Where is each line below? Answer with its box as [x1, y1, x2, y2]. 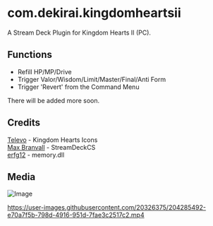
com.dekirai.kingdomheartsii [7, 5, 181, 21]
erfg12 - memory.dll [7, 150, 65, 159]
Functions [7, 49, 53, 61]
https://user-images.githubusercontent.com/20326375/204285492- [7, 203, 207, 212]
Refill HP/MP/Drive [17, 67, 72, 76]
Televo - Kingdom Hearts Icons [7, 136, 98, 144]
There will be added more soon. [7, 96, 100, 105]
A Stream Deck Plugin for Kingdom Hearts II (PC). [7, 28, 152, 37]
